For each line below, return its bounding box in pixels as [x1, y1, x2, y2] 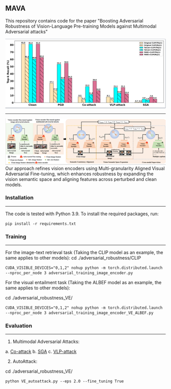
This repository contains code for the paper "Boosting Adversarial [5, 17, 144, 24]
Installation [5, 194, 34, 201]
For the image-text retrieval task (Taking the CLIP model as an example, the [5, 249, 163, 256]
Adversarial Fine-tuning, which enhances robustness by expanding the [5, 171, 154, 177]
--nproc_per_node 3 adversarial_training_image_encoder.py [5, 270, 133, 276]
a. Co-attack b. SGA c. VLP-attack [5, 349, 77, 355]
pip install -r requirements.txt [5, 221, 76, 226]
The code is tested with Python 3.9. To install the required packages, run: [5, 211, 159, 217]
